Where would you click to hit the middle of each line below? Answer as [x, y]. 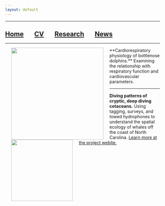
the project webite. [98, 143]
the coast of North [128, 132]
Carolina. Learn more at [133, 137]
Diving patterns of [128, 96]
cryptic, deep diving [131, 101]
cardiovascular [124, 77]
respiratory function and [134, 71]
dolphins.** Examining [132, 61]
